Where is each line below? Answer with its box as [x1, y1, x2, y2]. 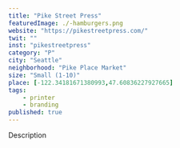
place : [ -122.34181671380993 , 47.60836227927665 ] [8, 78, 174, 86]
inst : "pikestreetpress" [8, 42, 91, 50]
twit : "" [8, 34, 38, 42]
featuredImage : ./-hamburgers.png [8, 19, 124, 27]
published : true [8, 109, 62, 117]
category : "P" [8, 49, 56, 57]
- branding [22, 101, 59, 109]
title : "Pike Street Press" [8, 11, 102, 20]
